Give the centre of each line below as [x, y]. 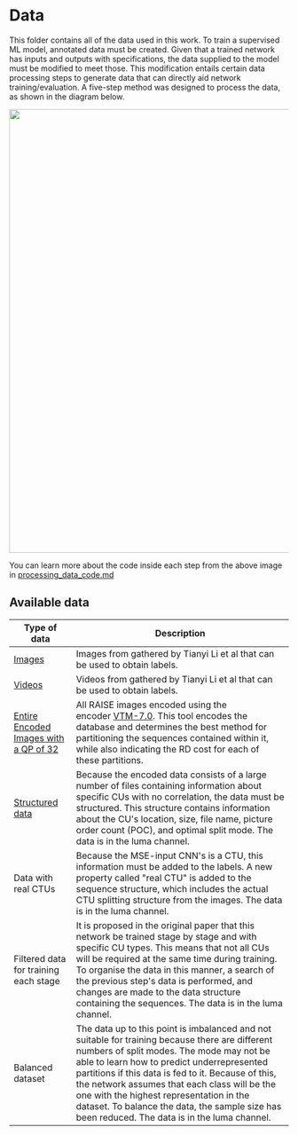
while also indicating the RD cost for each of [168, 749]
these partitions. [110, 760]
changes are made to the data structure [158, 992]
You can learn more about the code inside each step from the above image [146, 565]
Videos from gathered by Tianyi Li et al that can [174, 679]
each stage [37, 981]
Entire [26, 715]
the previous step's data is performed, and [164, 981]
